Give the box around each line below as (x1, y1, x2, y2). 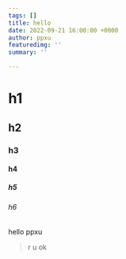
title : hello (8, 19, 52, 27)
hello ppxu (8, 227, 43, 236)
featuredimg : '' (8, 41, 62, 49)
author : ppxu (8, 33, 52, 42)
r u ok (27, 242, 48, 252)
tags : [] (8, 11, 37, 20)
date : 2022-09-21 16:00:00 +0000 (8, 26, 119, 34)
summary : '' (8, 48, 48, 56)
